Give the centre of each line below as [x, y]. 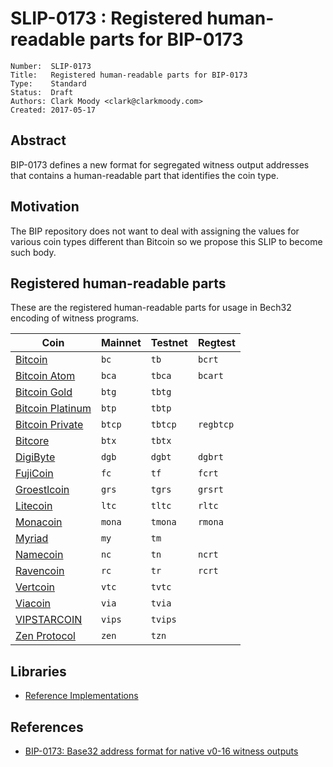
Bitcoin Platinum [53, 409]
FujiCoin [34, 474]
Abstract [38, 140]
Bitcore [32, 441]
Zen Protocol [45, 636]
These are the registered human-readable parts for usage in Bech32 [151, 308]
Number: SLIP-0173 [51, 66]
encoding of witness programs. [75, 318]
